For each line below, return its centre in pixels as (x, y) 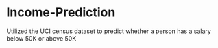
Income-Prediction (61, 13)
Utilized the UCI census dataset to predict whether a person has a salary (109, 31)
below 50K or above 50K (41, 38)
